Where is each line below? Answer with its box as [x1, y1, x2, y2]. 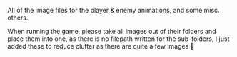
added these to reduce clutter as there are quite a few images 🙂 [7, 42, 195, 50]
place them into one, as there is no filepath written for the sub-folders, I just [7, 34, 230, 43]
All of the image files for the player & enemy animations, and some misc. [7, 6, 220, 14]
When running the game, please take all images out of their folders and [7, 27, 216, 35]
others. [7, 13, 29, 22]
